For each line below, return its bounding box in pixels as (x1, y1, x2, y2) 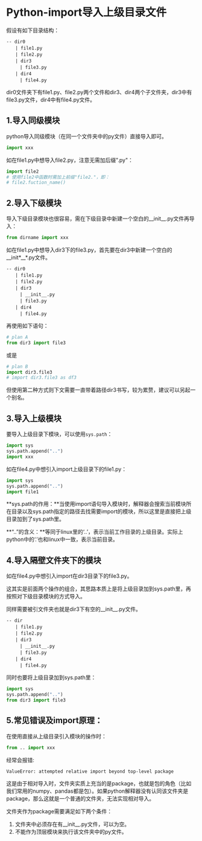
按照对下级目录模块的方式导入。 (6, 593, 86, 600)
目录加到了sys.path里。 (6, 516, 65, 523)
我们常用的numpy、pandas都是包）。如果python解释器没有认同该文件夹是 (6, 787, 189, 795)
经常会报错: (6, 756, 35, 764)
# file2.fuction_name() (6, 179, 66, 186)
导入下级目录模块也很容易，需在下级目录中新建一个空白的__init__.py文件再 (6, 215, 190, 222)
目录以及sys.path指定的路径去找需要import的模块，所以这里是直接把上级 (11, 508, 192, 515)
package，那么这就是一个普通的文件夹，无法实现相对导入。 (6, 795, 155, 802)
